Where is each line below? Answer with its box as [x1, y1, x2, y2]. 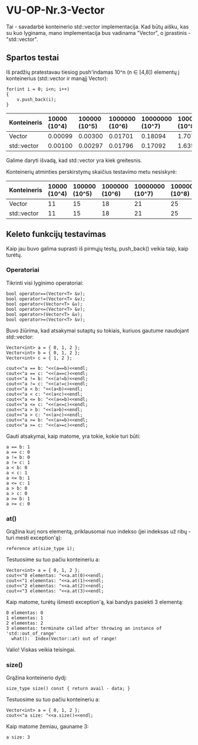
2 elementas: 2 [6, 620, 44, 626]
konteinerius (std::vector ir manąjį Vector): [6, 74, 108, 82]
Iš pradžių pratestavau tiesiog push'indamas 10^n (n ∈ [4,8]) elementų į [6, 69, 180, 76]
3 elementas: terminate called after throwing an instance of [6, 626, 162, 632]
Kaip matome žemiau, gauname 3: [6, 723, 89, 730]
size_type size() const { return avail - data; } [6, 686, 131, 692]
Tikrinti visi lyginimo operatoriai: [6, 279, 84, 287]
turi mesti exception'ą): [6, 534, 62, 541]
